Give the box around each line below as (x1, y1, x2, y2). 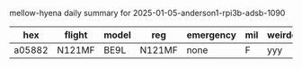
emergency (186, 29, 236, 41)
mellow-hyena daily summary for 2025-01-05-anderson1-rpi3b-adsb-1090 (9, 8, 286, 18)
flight (64, 29, 88, 41)
